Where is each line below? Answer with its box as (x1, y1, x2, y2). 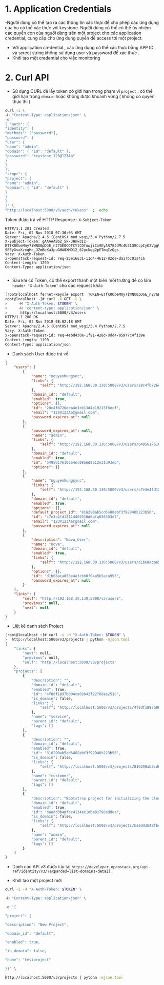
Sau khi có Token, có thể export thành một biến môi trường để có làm (12, 277, 151, 283)
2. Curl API (5, 72, 49, 83)
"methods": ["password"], (5, 131, 58, 136)
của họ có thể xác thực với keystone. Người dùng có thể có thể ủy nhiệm (5, 24, 151, 30)
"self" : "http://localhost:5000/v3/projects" (22, 660, 117, 665)
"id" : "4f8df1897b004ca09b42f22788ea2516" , (31, 692, 121, 697)
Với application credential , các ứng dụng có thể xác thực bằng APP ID (12, 44, 154, 50)
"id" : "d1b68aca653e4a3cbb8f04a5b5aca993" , (31, 574, 121, 578)
